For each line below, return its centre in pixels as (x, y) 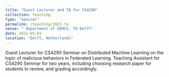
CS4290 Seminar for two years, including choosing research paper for (78, 63)
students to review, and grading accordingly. (51, 68)
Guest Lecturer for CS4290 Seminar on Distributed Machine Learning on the (84, 52)
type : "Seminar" (22, 19)
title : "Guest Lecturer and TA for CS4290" (52, 10)
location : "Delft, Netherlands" (39, 38)
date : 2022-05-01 (23, 33)
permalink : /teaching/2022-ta (37, 24)
